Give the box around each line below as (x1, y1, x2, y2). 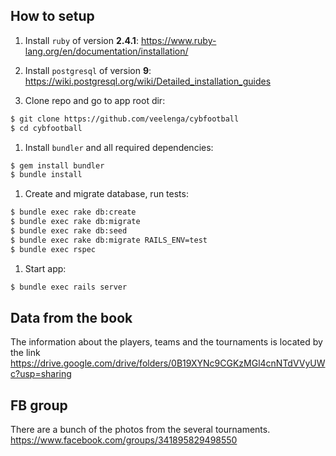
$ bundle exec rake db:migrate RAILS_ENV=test (10, 235, 208, 245)
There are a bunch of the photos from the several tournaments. (10, 424, 271, 436)
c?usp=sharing (10, 368, 72, 380)
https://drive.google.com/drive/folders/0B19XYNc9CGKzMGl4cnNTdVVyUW (10, 357, 326, 369)
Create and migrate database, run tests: (24, 188, 189, 200)
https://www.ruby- (140, 34, 217, 46)
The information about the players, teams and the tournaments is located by (10, 336, 323, 348)
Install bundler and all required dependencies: (24, 141, 214, 153)
